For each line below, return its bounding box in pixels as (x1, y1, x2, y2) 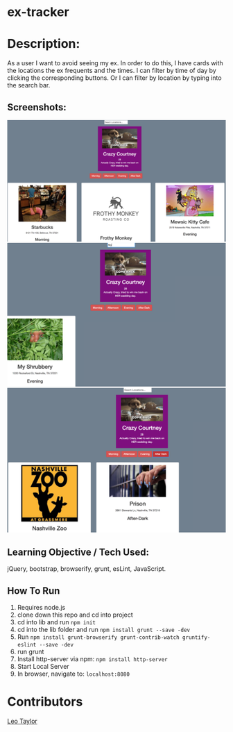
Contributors (7, 694, 83, 710)
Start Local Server (17, 663, 69, 671)
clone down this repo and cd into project (17, 610, 133, 619)
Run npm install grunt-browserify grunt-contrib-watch (17, 633, 180, 641)
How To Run (7, 585, 60, 597)
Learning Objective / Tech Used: (7, 546, 149, 558)
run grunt (17, 647, 44, 656)
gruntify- (182, 634, 211, 641)
